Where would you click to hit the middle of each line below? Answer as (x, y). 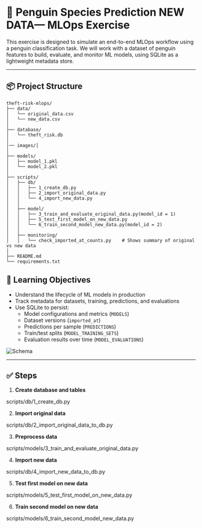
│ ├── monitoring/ (32, 235)
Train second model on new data (57, 507)
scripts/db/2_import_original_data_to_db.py (60, 425)
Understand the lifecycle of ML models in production (80, 294)
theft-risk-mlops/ (29, 103)
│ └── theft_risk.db (35, 135)
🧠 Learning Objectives (49, 280)
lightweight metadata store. (40, 61)
